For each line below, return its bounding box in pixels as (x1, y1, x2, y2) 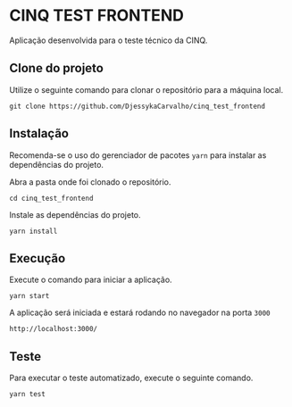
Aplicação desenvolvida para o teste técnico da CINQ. (9, 35, 208, 46)
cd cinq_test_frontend (9, 194, 94, 203)
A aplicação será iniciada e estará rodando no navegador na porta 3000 (9, 307, 271, 318)
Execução (9, 251, 66, 266)
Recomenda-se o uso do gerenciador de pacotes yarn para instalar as (9, 149, 267, 161)
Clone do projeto (9, 61, 104, 76)
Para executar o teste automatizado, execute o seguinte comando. (9, 372, 254, 384)
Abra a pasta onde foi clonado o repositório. (9, 176, 171, 187)
